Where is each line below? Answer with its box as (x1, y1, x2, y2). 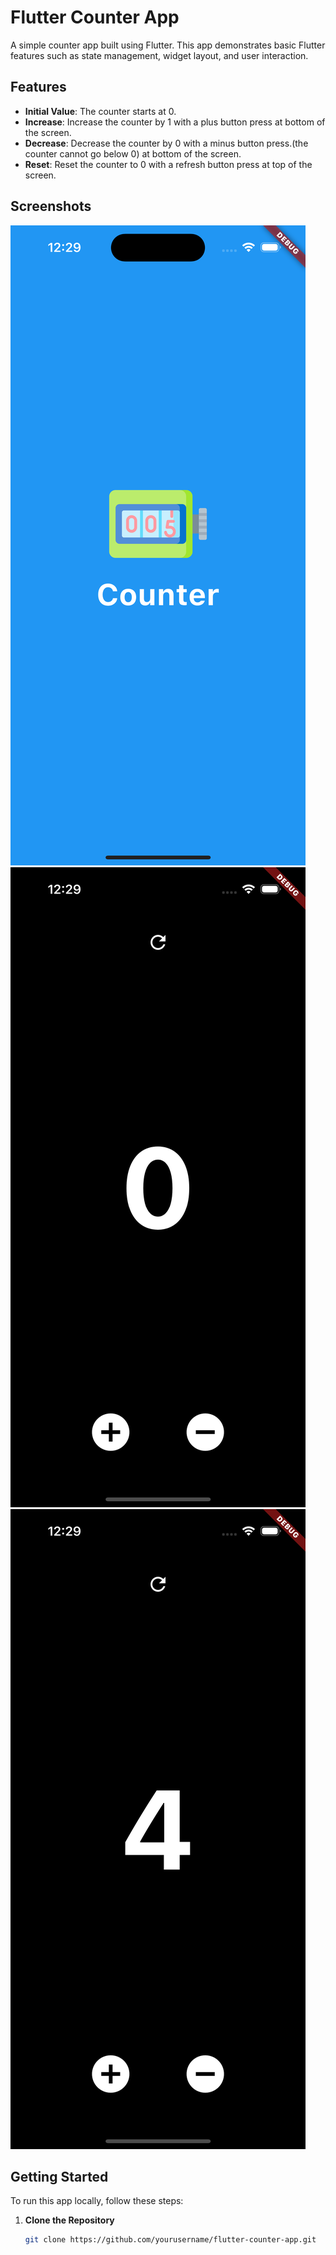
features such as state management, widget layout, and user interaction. (10, 49, 309, 61)
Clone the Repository (24, 2214, 115, 2226)
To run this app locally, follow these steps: (10, 2195, 184, 2207)
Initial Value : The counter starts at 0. (24, 105, 177, 117)
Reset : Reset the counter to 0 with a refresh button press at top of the (24, 158, 313, 170)
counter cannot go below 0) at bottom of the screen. (24, 147, 242, 160)
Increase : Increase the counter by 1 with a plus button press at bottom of (24, 116, 326, 128)
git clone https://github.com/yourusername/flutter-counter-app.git (24, 2235, 317, 2245)
